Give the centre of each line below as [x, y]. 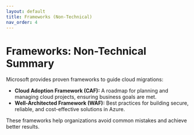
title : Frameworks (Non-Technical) [49, 17]
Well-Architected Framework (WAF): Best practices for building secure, [101, 103]
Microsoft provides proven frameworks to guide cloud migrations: [85, 80]
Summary [30, 63]
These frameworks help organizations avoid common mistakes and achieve [97, 120]
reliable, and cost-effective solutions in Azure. [70, 109]
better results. [23, 127]
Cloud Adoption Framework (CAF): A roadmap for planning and [91, 91]
